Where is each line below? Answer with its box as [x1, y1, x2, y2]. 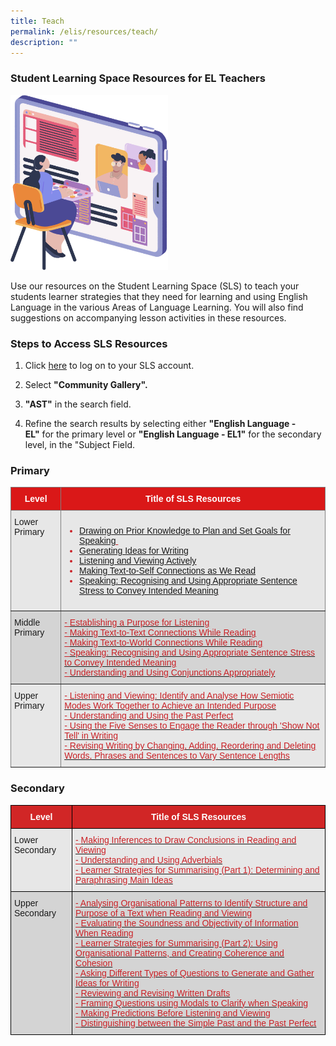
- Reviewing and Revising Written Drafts [75, 987, 231, 999]
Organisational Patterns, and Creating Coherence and [75, 947, 285, 959]
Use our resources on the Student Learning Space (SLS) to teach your [10, 280, 300, 292]
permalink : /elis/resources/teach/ [10, 26, 159, 37]
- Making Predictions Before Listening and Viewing [75, 1007, 271, 1019]
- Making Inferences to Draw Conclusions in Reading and [75, 834, 297, 845]
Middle [14, 617, 41, 629]
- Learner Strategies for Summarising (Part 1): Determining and [75, 864, 320, 875]
